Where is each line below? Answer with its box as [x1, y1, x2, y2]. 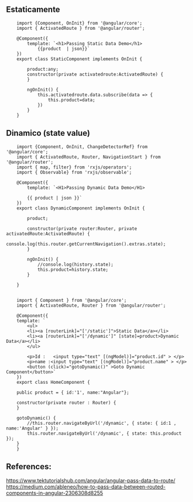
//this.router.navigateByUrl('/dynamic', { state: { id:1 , [27, 420, 177, 426]
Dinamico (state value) [6, 128, 91, 138]
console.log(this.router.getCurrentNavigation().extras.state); [6, 241, 166, 247]
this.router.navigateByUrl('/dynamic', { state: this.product [27, 430, 182, 436]
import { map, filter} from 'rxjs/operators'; [16, 164, 132, 170]
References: [6, 462, 51, 472]
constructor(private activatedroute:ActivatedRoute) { [27, 71, 164, 77]
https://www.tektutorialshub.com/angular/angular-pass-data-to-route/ [6, 477, 175, 484]
